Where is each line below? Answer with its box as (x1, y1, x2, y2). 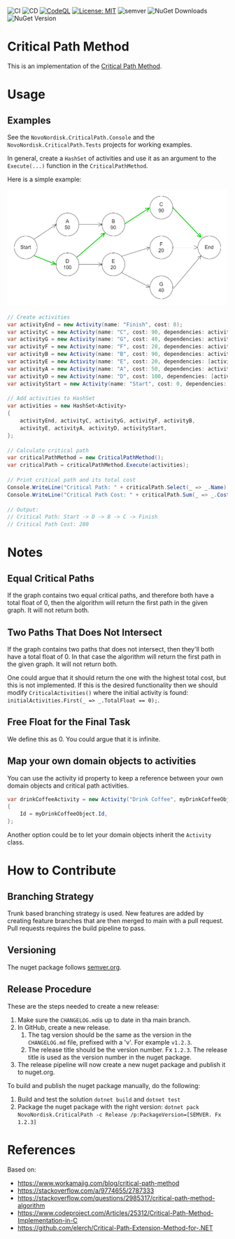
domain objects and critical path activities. (7, 781, 129, 790)
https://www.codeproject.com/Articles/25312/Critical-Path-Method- (17, 1208, 214, 1217)
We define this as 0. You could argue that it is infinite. (7, 734, 161, 743)
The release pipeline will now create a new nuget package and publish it (17, 1060, 226, 1068)
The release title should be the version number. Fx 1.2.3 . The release (27, 1045, 227, 1054)
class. (7, 838, 24, 847)
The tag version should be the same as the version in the (27, 1031, 192, 1039)
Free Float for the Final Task (7, 716, 131, 728)
